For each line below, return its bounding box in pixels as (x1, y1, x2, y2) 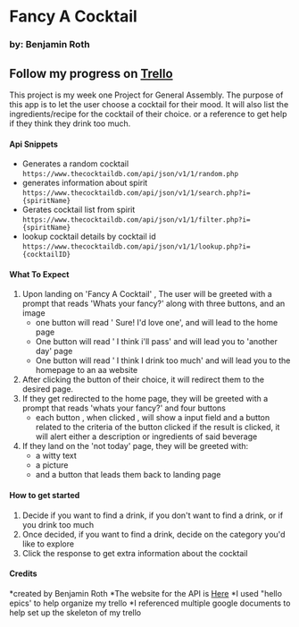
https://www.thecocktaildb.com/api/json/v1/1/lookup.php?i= (21, 242, 251, 251)
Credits (9, 568, 37, 579)
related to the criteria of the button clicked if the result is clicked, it (35, 422, 280, 433)
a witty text (35, 450, 78, 462)
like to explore (21, 538, 74, 549)
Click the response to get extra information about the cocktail (21, 547, 248, 558)
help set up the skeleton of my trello (9, 606, 142, 618)
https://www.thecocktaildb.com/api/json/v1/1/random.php (21, 170, 239, 179)
